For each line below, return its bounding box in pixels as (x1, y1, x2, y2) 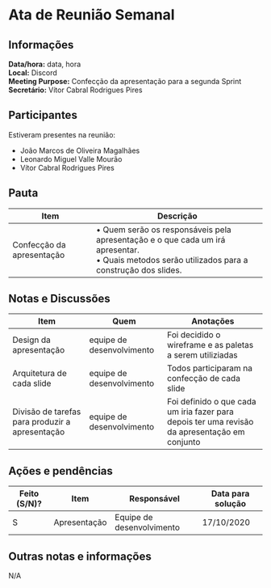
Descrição (156, 210, 198, 222)
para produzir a (12, 417, 71, 428)
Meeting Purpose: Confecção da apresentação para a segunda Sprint (8, 77, 242, 86)
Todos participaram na (166, 362, 252, 374)
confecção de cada (166, 373, 240, 384)
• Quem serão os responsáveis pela (95, 224, 231, 235)
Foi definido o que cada (166, 396, 256, 408)
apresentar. (95, 244, 140, 256)
